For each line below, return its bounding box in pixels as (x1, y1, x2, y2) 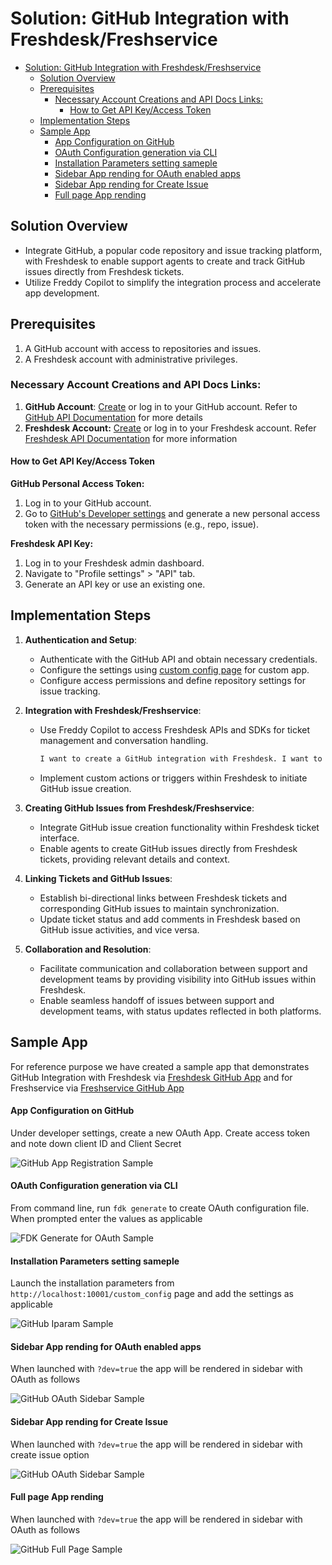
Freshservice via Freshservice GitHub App (10, 1082, 185, 1094)
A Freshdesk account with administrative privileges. (24, 353, 238, 365)
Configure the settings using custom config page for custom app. (39, 663, 310, 676)
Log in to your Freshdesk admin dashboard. (24, 557, 205, 569)
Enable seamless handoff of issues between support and (39, 994, 275, 1006)
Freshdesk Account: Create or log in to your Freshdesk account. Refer (24, 422, 317, 434)
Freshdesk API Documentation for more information (24, 432, 238, 444)
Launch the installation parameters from (10, 1277, 175, 1289)
